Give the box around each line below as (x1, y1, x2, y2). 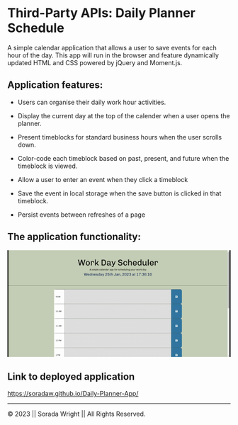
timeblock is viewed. (17, 161, 78, 170)
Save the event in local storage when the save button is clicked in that (17, 189, 222, 198)
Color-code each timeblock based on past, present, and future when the (17, 154, 229, 162)
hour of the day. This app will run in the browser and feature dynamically (7, 51, 220, 59)
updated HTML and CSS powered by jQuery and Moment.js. (7, 58, 183, 67)
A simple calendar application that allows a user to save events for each (7, 43, 217, 52)
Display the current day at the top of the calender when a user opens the (17, 111, 230, 120)
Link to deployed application (7, 370, 135, 382)
